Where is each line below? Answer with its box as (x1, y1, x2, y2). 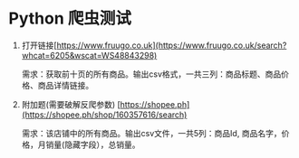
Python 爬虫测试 (8, 8, 132, 29)
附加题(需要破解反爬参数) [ (21, 98, 121, 109)
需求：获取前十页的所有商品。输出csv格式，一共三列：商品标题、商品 (21, 69, 282, 79)
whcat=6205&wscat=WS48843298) (21, 50, 158, 60)
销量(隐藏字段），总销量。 (45, 139, 140, 150)
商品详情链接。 (37, 79, 94, 90)
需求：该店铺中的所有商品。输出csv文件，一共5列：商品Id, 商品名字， (21, 127, 282, 138)
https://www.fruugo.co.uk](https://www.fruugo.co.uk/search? (56, 40, 287, 51)
